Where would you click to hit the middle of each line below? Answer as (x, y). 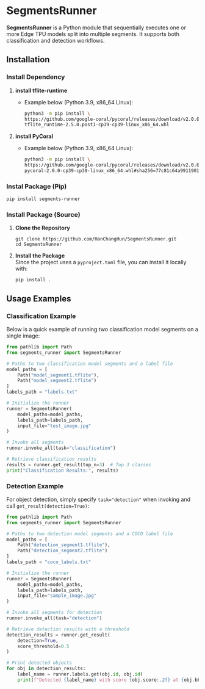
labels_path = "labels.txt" (42, 392)
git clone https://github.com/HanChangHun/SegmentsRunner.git (96, 239)
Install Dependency (36, 77)
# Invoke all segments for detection (54, 613)
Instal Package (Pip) (37, 186)
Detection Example (35, 486)
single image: (23, 336)
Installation (28, 60)
